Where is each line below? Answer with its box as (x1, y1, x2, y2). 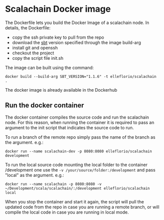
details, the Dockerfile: (5, 24, 51, 30)
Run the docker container (5, 101, 84, 110)
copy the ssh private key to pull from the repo (12, 34, 104, 40)
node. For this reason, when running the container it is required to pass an (5, 119, 155, 125)
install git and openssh (12, 45, 58, 50)
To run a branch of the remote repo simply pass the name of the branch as (5, 134, 156, 140)
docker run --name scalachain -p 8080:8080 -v (5, 181, 102, 187)
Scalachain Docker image (5, 3, 111, 15)
